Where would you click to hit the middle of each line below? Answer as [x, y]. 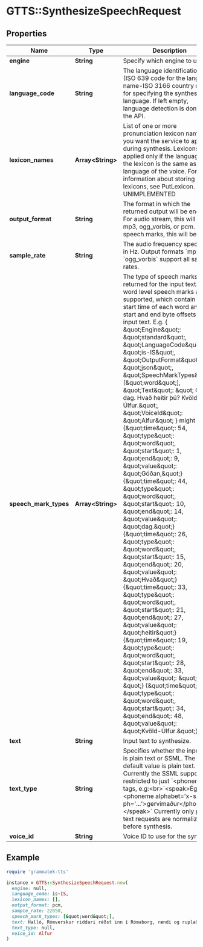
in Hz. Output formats [153, 251]
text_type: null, [34, 928]
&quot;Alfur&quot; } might [159, 420]
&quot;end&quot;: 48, [153, 716]
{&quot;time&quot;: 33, [155, 587]
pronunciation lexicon [153, 133]
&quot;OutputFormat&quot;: [162, 360]
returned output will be [155, 211]
